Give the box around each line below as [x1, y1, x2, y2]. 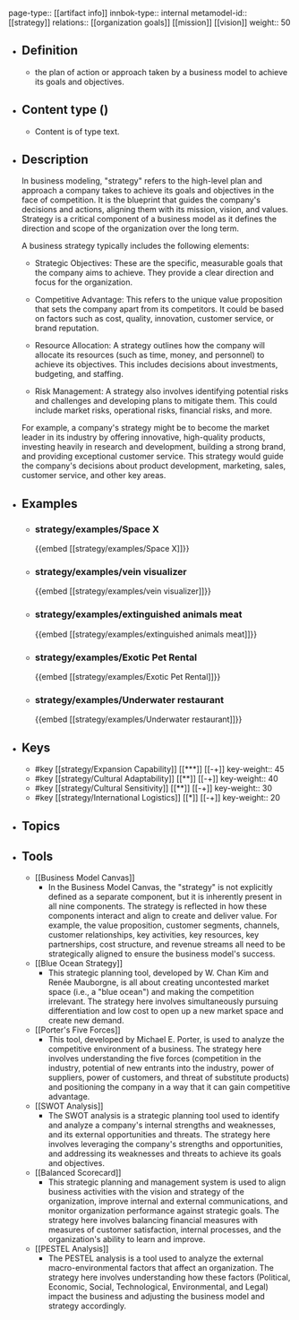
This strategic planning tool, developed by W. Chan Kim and [47, 967, 269, 979]
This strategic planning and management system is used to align [47, 1177, 286, 1187]
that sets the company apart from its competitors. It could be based [34, 304, 284, 314]
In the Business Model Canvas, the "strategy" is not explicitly [47, 882, 274, 893]
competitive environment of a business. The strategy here [47, 1043, 262, 1055]
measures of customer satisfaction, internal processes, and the [47, 1224, 282, 1235]
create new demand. [47, 1016, 124, 1026]
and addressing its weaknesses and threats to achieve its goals [47, 1148, 282, 1159]
